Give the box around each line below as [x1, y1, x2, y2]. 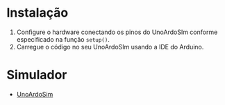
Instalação [6, 5, 69, 21]
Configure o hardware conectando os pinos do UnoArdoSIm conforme [16, 28, 218, 36]
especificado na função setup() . [16, 35, 110, 43]
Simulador [6, 67, 67, 83]
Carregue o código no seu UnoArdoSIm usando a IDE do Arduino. [16, 42, 204, 51]
